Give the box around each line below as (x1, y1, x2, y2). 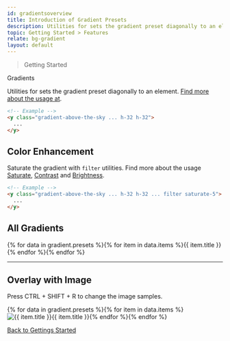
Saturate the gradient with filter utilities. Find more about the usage (7, 164, 202, 172)
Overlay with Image (7, 275, 92, 286)
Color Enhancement (7, 145, 94, 157)
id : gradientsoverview (7, 10, 72, 17)
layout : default (7, 42, 53, 49)
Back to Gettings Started (7, 326, 77, 334)
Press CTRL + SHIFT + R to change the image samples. (7, 292, 163, 301)
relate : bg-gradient (7, 36, 66, 42)
